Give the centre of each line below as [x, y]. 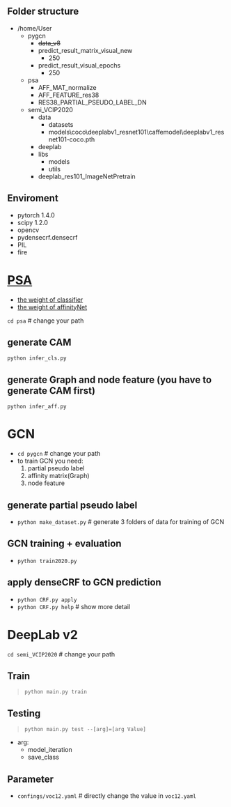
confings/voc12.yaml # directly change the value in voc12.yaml [107, 796]
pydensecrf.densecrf [47, 237]
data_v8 [49, 43]
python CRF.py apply [47, 600]
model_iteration [50, 750]
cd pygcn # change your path [59, 454]
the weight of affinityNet [52, 307]
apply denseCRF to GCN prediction [84, 582]
